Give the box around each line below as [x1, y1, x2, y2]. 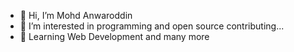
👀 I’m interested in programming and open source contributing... [19, 20, 285, 32]
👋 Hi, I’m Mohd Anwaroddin [19, 10, 133, 21]
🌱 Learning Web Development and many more [19, 31, 210, 42]
